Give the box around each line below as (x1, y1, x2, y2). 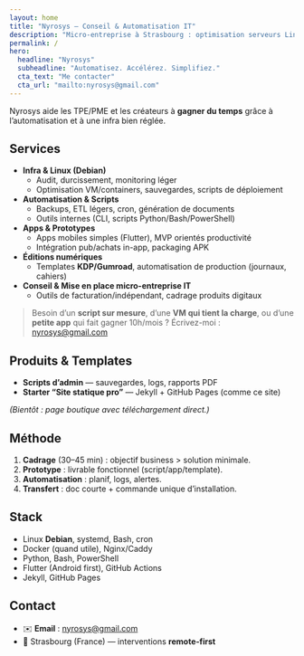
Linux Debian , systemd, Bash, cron (22, 533, 154, 544)
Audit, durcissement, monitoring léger (35, 175, 177, 185)
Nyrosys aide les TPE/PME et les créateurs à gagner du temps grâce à (9, 105, 273, 116)
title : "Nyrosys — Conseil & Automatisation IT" (9, 22, 196, 31)
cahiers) (35, 271, 68, 281)
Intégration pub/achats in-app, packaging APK (35, 242, 210, 253)
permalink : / (9, 38, 59, 48)
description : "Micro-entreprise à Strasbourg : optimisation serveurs (9, 30, 281, 39)
